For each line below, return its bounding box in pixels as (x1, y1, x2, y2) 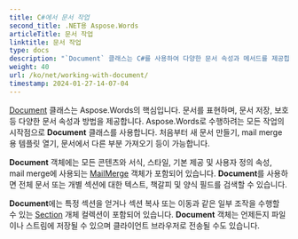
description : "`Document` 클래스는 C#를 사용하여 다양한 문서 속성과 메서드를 (9, 54, 268, 63)
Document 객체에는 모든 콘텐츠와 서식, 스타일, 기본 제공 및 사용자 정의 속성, (9, 156, 272, 167)
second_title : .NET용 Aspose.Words (9, 21, 139, 30)
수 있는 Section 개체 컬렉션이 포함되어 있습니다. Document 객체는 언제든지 (9, 209, 270, 219)
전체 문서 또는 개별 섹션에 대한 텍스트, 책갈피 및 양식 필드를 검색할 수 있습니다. (18, 179, 288, 189)
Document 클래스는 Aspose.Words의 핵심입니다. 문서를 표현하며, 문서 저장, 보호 (9, 104, 289, 116)
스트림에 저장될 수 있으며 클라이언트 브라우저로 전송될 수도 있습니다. (25, 219, 260, 231)
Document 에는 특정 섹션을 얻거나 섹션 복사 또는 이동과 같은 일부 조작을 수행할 (9, 197, 280, 209)
